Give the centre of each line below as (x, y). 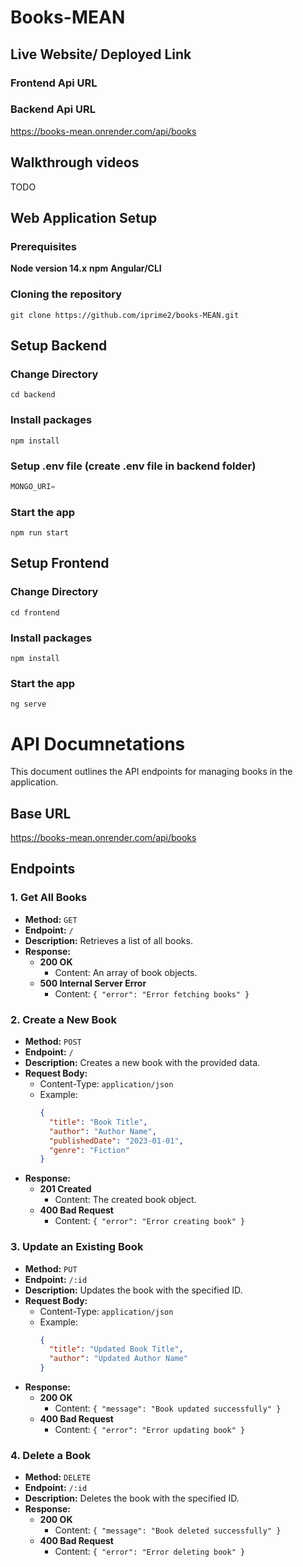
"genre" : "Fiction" (89, 1150)
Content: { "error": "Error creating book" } (150, 1221)
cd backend (33, 395)
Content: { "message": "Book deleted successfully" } (168, 1530)
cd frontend (35, 612)
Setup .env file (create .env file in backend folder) (133, 466)
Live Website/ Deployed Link (101, 54)
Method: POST (53, 1042)
